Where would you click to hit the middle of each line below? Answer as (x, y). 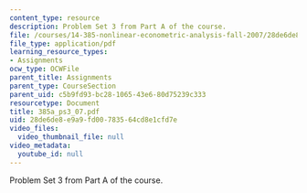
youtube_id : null (51, 154)
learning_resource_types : (58, 52)
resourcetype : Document (55, 103)
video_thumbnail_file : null (71, 137)
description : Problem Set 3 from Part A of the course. (118, 27)
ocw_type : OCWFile (44, 70)
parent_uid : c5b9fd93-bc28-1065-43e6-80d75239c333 (108, 94)
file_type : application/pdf (63, 43)
